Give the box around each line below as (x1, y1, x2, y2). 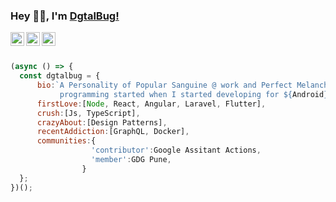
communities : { (36, 136, 97, 146)
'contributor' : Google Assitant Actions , (90, 145, 262, 156)
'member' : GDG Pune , (90, 155, 172, 165)
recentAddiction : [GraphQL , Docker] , (36, 127, 190, 137)
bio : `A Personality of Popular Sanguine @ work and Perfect (36, 80, 293, 91)
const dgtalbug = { (19, 71, 101, 81)
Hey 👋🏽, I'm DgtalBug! (10, 9, 120, 23)
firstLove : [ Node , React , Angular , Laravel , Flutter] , (36, 99, 267, 109)
